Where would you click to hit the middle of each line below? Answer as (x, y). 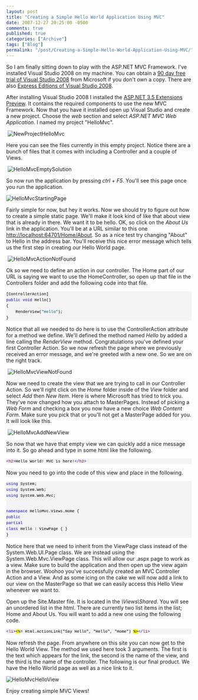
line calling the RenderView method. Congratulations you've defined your (95, 341)
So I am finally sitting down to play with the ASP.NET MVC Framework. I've (97, 67)
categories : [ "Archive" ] (37, 39)
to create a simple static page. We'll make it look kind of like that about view (98, 216)
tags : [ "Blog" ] (25, 45)
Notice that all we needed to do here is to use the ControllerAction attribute (97, 329)
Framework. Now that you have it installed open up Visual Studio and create (98, 109)
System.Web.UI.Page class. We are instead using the (70, 552)
